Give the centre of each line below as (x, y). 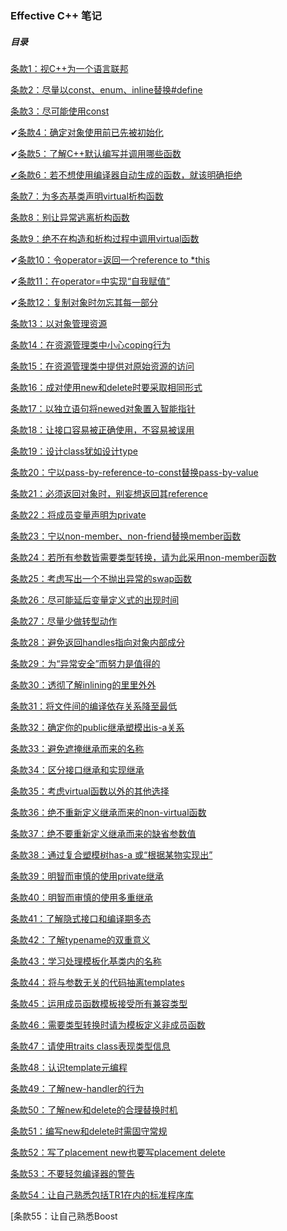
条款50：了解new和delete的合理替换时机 (94, 1109)
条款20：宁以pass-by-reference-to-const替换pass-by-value (134, 472)
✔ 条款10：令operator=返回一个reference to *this (110, 259)
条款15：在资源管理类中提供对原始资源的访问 (102, 366)
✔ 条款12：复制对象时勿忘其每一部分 (84, 302)
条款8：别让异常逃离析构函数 (70, 217)
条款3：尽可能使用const (60, 111)
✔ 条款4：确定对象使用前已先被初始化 (87, 132)
